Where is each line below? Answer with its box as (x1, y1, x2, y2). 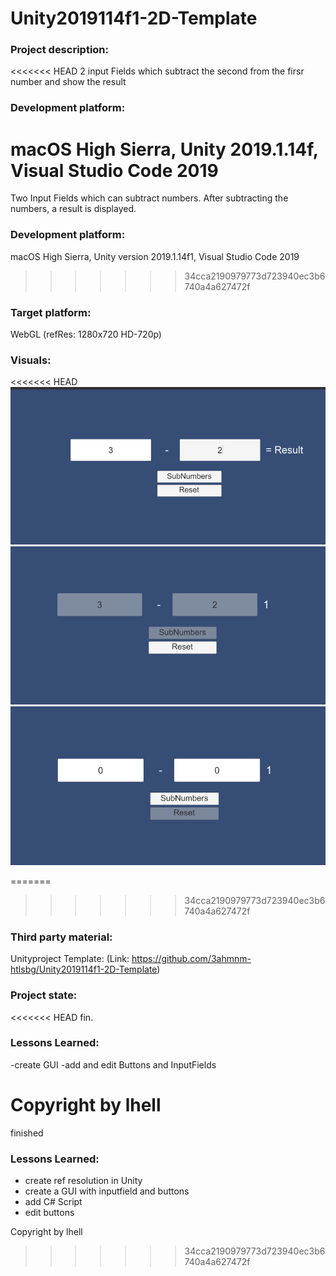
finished (10, 1127, 44, 1139)
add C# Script (24, 1196, 83, 1208)
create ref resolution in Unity (24, 1175, 143, 1187)
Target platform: (10, 305, 92, 319)
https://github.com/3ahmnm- (131, 953, 252, 965)
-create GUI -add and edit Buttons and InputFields (10, 1058, 217, 1071)
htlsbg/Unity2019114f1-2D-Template (10, 963, 158, 976)
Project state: (10, 988, 78, 1002)
